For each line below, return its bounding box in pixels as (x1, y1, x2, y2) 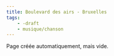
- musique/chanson (17, 26, 64, 32)
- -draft (17, 20, 39, 26)
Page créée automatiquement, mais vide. (6, 43, 109, 50)
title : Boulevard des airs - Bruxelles (6, 9, 107, 15)
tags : (6, 15, 20, 21)
